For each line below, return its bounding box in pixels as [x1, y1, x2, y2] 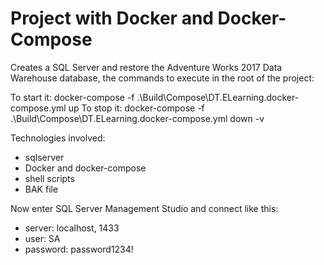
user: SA [24, 232, 61, 244]
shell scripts [24, 172, 75, 184]
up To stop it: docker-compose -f [68, 102, 205, 114]
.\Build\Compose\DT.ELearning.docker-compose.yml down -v [10, 112, 265, 124]
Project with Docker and [10, 7, 214, 30]
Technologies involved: [10, 132, 106, 144]
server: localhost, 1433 [24, 222, 120, 234]
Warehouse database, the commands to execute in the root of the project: [10, 72, 315, 84]
